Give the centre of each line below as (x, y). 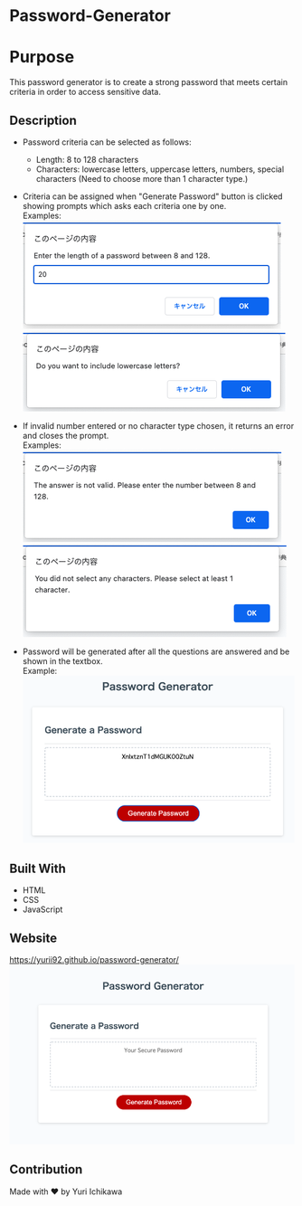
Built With (38, 868)
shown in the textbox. (62, 660)
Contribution (46, 1169)
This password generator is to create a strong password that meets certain (149, 82)
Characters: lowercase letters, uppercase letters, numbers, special (160, 169)
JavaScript (42, 909)
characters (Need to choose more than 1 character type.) (142, 178)
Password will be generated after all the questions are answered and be (156, 651)
